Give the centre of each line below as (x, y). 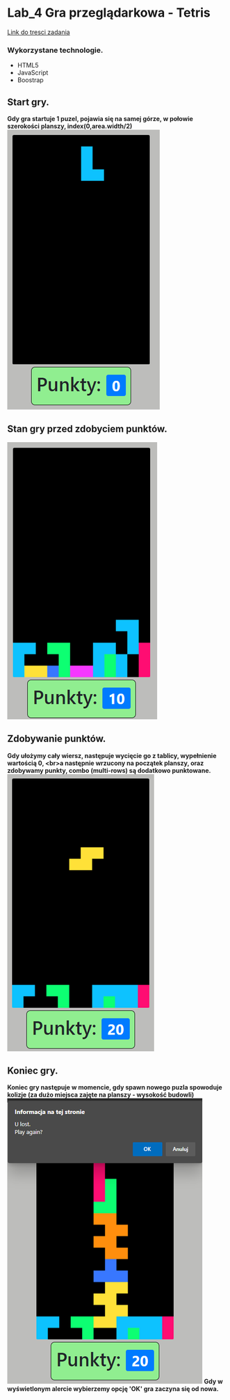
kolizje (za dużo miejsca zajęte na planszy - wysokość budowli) (101, 1095)
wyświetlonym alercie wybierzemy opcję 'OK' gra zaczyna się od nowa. (113, 1389)
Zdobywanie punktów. (57, 739)
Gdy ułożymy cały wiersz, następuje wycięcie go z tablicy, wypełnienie (112, 755)
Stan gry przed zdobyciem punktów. (88, 429)
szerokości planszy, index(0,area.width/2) (70, 126)
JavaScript (33, 73)
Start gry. (28, 102)
